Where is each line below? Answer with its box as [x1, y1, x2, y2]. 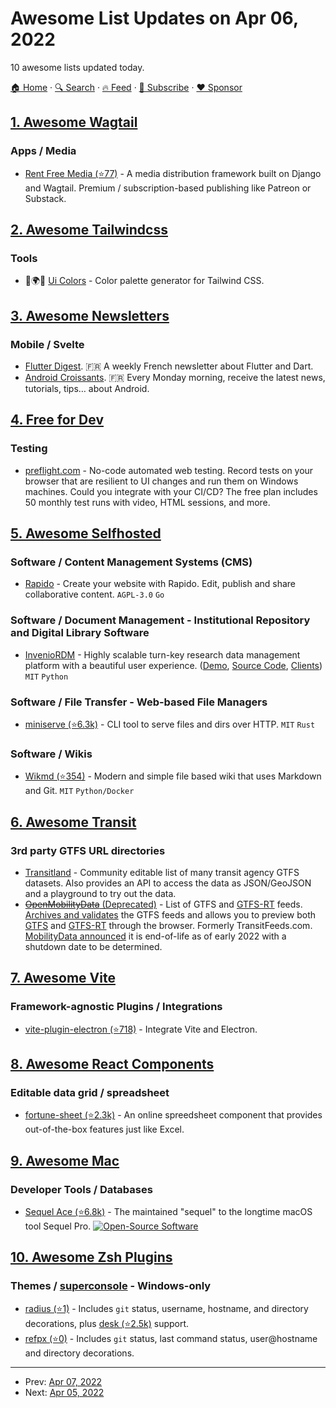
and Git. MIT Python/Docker [24, 785, 135, 797]
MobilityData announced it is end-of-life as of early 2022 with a [24, 930, 287, 942]
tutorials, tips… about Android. [24, 383, 150, 394]
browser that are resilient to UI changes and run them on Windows [24, 475, 299, 487]
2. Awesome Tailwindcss [10, 222, 168, 239]
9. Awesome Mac [10, 1152, 120, 1169]
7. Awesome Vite [10, 970, 116, 987]
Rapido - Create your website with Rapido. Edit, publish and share [24, 578, 297, 590]
